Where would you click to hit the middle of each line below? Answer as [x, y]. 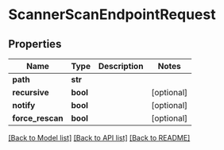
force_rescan [38, 118]
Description [121, 66]
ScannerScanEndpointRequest [112, 15]
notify [24, 105]
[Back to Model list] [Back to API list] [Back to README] [99, 138]
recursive [31, 92]
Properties [35, 44]
